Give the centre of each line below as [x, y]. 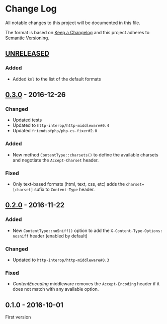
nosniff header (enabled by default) [50, 236]
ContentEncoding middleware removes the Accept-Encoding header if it [86, 284]
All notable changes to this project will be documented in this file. [73, 23]
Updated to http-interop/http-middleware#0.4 [61, 125]
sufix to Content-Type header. [65, 189]
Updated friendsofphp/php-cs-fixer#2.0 [55, 131]
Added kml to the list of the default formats [57, 79]
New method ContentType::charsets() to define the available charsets [85, 154]
